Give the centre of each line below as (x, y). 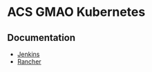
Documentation (41, 38)
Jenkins (28, 54)
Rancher (29, 62)
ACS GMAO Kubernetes (76, 12)
